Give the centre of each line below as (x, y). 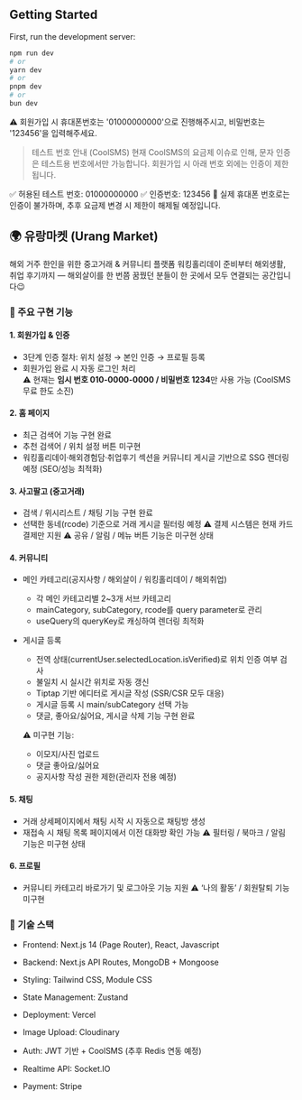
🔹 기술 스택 (32, 924)
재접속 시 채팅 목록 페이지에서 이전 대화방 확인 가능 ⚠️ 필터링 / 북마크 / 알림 (154, 832)
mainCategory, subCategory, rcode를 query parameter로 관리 (149, 610)
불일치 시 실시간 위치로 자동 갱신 (92, 682)
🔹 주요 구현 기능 (41, 312)
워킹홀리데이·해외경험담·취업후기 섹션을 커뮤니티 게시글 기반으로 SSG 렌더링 (156, 458)
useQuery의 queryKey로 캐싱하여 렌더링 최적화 (120, 621)
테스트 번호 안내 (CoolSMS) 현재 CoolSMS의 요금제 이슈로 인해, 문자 (153, 152)
